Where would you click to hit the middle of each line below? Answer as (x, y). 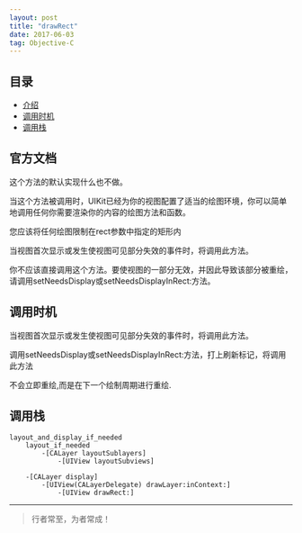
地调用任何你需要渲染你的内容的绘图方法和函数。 (100, 212)
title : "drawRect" (44, 26)
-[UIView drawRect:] (96, 492)
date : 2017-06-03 (42, 34)
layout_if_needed (58, 445)
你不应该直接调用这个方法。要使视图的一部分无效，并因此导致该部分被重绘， (151, 269)
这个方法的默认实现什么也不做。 (68, 182)
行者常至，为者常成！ (71, 519)
